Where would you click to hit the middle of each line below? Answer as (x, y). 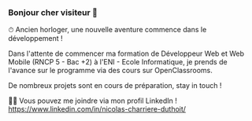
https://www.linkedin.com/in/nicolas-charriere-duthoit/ (97, 109)
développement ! (35, 38)
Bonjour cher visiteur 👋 (53, 13)
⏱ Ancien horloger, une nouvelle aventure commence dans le (107, 30)
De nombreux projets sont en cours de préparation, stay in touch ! (115, 86)
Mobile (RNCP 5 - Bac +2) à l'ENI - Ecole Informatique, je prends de (118, 62)
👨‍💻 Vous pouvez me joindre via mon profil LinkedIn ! (93, 101)
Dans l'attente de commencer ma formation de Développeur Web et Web (126, 53)
